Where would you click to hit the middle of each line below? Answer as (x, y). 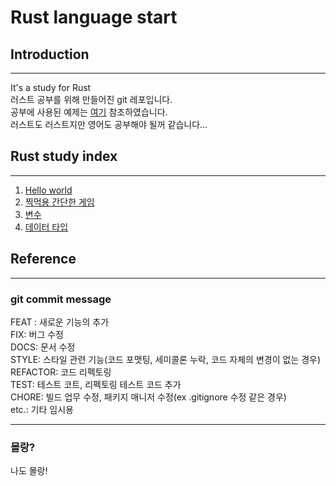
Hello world (48, 190)
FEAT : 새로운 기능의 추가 (60, 322)
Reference (43, 259)
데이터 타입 (46, 227)
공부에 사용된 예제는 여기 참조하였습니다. (89, 112)
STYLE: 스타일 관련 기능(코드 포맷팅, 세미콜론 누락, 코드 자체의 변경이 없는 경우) (166, 359)
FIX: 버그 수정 (37, 334)
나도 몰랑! (29, 471)
